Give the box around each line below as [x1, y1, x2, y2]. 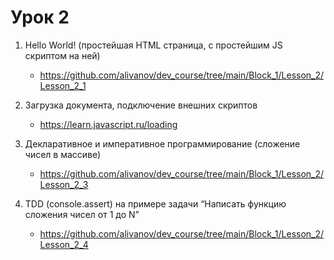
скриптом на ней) [24, 49, 101, 61]
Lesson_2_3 [39, 178, 89, 190]
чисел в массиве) [24, 148, 102, 160]
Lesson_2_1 [39, 79, 87, 91]
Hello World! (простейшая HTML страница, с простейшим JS [24, 39, 283, 51]
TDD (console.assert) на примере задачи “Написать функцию [24, 197, 287, 210]
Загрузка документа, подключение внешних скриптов [24, 99, 258, 111]
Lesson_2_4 [39, 238, 89, 250]
